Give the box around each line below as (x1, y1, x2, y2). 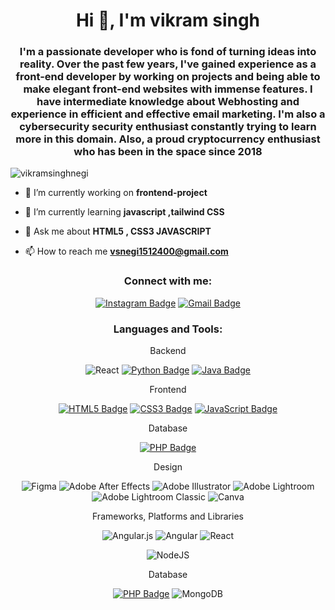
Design (153, 461, 183, 473)
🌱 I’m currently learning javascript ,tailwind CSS (24, 206, 225, 218)
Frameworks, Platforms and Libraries (92, 510, 244, 523)
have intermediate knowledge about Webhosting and (36, 95, 300, 109)
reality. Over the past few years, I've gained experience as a (19, 57, 317, 71)
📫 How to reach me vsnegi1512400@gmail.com (24, 245, 229, 258)
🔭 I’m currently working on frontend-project (24, 187, 208, 199)
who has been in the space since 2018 (73, 145, 263, 159)
